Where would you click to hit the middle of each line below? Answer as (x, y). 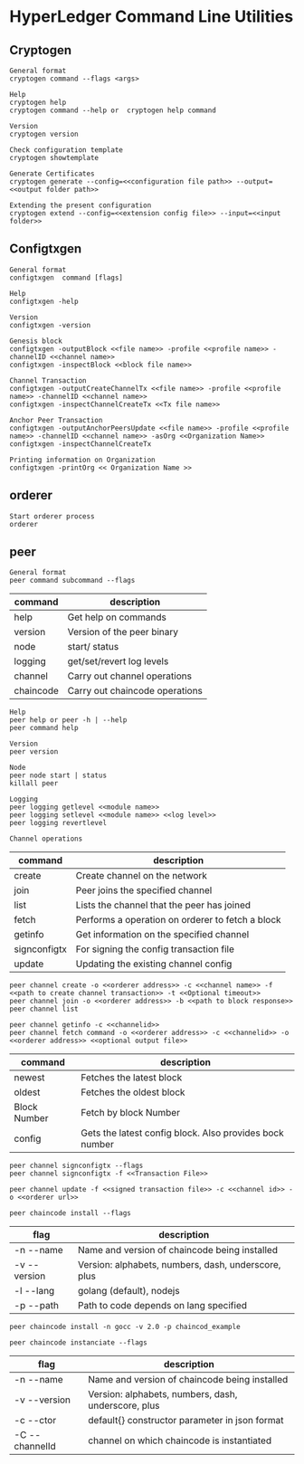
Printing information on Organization (82, 460)
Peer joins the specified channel (144, 890)
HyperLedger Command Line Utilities (152, 17)
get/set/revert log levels (118, 661)
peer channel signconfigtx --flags (76, 1166)
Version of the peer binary (123, 632)
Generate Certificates (52, 174)
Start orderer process (52, 516)
